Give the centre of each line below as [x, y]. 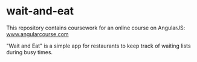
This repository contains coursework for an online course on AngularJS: [96, 28]
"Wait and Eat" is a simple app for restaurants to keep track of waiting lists [99, 46]
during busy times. [30, 52]
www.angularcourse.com [37, 34]
